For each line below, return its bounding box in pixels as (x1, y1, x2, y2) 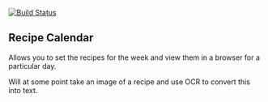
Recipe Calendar (8, 31, 94, 45)
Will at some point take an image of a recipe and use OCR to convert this (8, 77, 251, 87)
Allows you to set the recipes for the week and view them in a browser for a (8, 53, 261, 62)
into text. (8, 85, 38, 95)
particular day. (8, 61, 57, 70)
